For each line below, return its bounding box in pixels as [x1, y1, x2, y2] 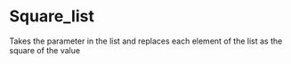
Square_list [9, 6, 95, 27]
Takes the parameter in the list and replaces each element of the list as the [9, 36, 283, 46]
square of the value [9, 44, 81, 55]
